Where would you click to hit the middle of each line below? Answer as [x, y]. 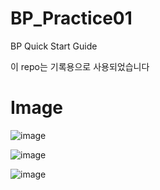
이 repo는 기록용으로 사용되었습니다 [80, 66]
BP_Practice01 [71, 18]
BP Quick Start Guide [54, 46]
